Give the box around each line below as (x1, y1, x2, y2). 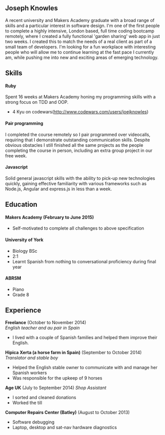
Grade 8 (12, 292, 29, 298)
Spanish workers (12, 370, 47, 376)
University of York (5, 237, 44, 243)
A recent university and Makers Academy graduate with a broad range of (5, 17, 155, 23)
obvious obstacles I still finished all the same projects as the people (5, 142, 143, 148)
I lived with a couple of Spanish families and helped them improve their (12, 334, 158, 340)
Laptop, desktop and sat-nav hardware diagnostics (12, 424, 117, 430)
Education (5, 200, 38, 209)
